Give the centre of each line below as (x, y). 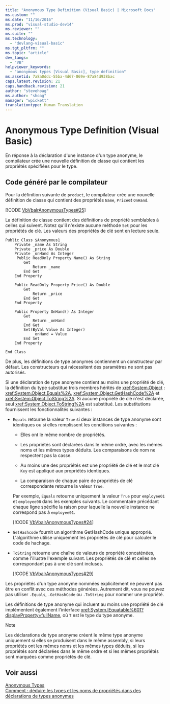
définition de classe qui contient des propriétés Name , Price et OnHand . (77, 200)
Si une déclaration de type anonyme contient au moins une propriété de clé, (85, 382)
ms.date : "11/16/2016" (29, 19)
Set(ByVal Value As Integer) (54, 330)
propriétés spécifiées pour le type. (41, 166)
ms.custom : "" (20, 15)
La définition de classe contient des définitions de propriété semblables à (82, 220)
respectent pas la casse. (46, 455)
